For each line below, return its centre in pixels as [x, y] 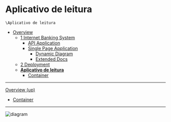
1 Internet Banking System [48, 37]
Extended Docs [51, 59]
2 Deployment [35, 64]
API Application [44, 43]
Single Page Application [53, 48]
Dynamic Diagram [54, 54]
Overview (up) [20, 90]
